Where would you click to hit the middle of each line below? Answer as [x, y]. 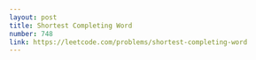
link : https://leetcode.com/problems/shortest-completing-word [128, 42]
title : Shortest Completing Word [71, 26]
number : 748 [31, 34]
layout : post [33, 17]
